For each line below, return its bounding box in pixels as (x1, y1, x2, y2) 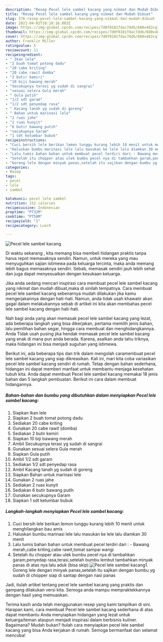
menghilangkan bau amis (12, 526, 63, 531)
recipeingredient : (5, 52, 43, 57)
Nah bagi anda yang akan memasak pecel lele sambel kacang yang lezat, (5, 315, 152, 321)
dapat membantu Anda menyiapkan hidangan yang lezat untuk (5, 611, 131, 617)
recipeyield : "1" (5, 219, 41, 224)
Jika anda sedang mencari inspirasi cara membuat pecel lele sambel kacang (5, 280, 158, 286)
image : (5, 25, 19, 30)
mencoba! (5, 632, 26, 638)
